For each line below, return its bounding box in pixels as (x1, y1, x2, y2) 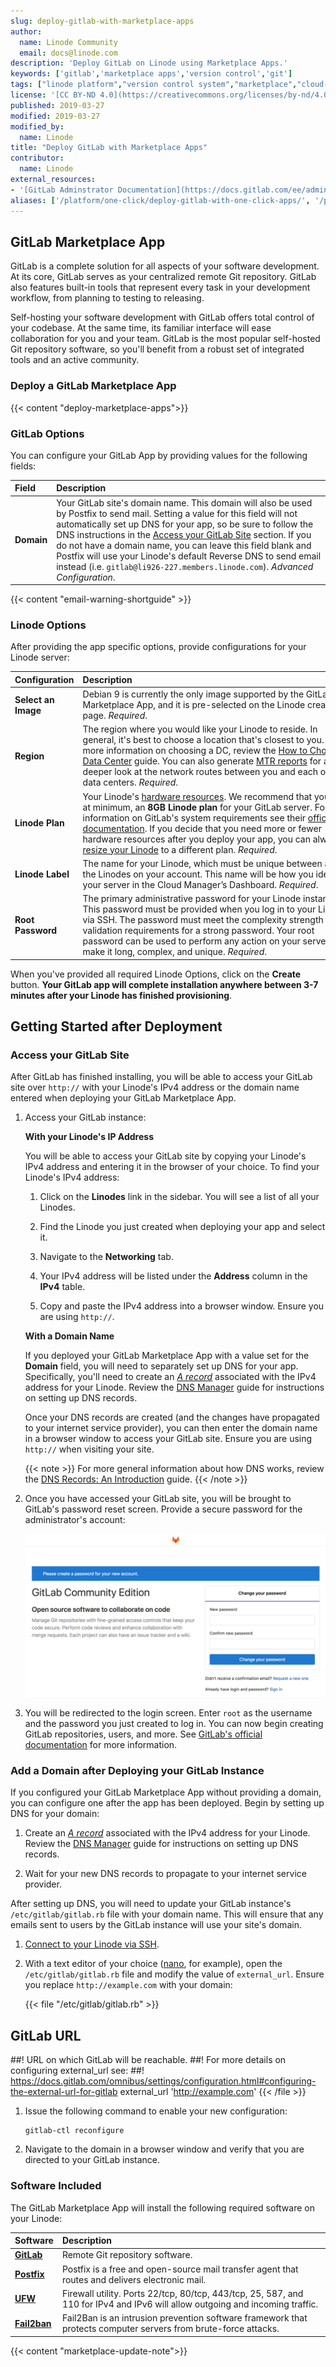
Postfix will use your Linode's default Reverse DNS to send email (56, 550, 322, 562)
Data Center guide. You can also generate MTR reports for (82, 755, 322, 767)
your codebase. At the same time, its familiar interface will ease (10, 322, 272, 334)
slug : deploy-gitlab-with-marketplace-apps (10, 16, 195, 26)
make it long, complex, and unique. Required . (82, 946, 268, 958)
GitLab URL (10, 2027, 82, 2044)
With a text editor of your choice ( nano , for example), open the (24, 1958, 283, 1970)
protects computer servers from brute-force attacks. (61, 2323, 280, 2335)
